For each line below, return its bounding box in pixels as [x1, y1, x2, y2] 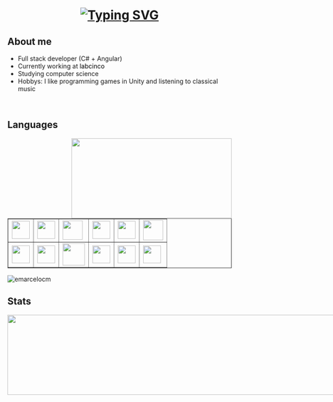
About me [7, 36, 52, 48]
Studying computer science [17, 70, 100, 78]
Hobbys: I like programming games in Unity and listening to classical [17, 77, 218, 85]
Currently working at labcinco [17, 62, 105, 70]
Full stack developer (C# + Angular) [17, 54, 122, 63]
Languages [7, 119, 58, 131]
